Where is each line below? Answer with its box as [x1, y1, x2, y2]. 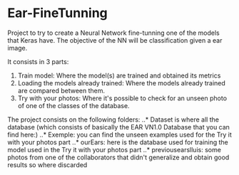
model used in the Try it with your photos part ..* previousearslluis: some [7, 145, 221, 154]
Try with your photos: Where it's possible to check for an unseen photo [17, 94, 227, 102]
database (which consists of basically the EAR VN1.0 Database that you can [7, 122, 230, 131]
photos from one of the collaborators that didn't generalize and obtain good [7, 153, 230, 161]
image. [7, 43, 28, 52]
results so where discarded [7, 160, 88, 169]
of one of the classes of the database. [17, 101, 130, 110]
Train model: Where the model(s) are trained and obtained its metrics [17, 71, 221, 80]
